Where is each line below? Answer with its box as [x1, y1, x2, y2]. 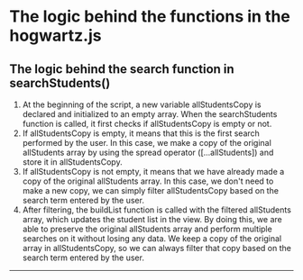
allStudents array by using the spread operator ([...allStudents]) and [22, 147, 274, 158]
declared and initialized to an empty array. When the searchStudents [22, 109, 278, 119]
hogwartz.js [9, 25, 102, 46]
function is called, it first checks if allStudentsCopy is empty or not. [22, 119, 272, 129]
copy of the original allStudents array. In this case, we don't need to [22, 176, 274, 186]
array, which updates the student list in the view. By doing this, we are [22, 214, 282, 224]
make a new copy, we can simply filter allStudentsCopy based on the [22, 185, 280, 195]
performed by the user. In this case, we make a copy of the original [22, 138, 272, 148]
